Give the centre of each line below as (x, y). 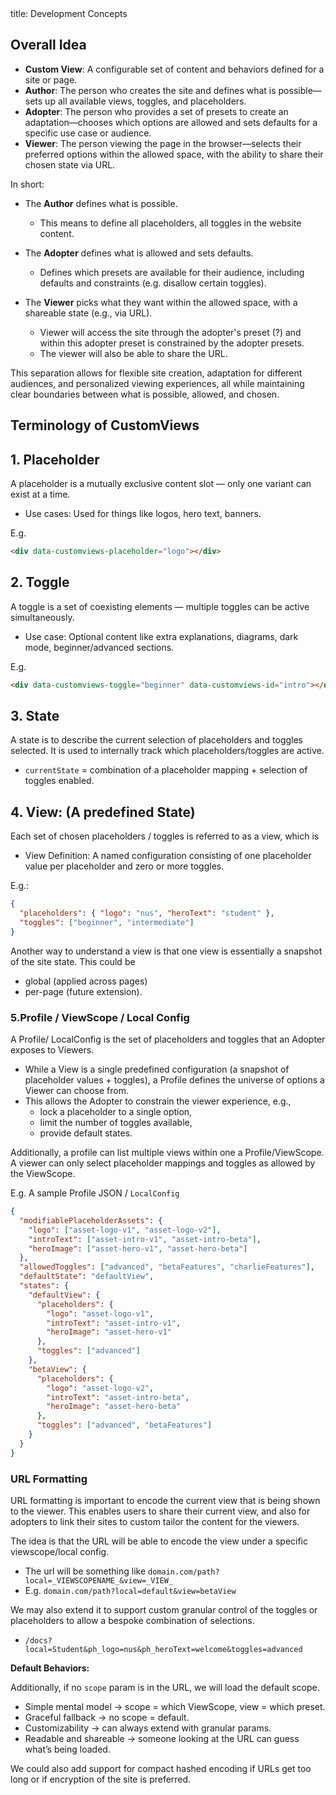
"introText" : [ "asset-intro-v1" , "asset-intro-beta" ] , (145, 1239)
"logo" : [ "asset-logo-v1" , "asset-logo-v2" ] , (125, 1230)
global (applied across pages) (86, 981)
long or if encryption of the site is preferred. (101, 1779)
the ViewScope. (43, 1173)
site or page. (51, 79)
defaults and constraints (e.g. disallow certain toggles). (153, 283)
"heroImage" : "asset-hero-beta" (114, 1407)
